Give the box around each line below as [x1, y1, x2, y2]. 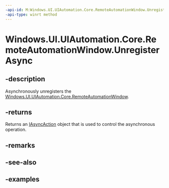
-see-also [5, 158, 37, 167]
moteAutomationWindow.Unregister [5, 44, 160, 56]
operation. [5, 126, 27, 133]
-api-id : [5, 7, 24, 13]
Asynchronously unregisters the [5, 88, 71, 94]
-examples [5, 175, 40, 183]
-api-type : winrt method [5, 12, 57, 17]
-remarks [5, 141, 35, 149]
